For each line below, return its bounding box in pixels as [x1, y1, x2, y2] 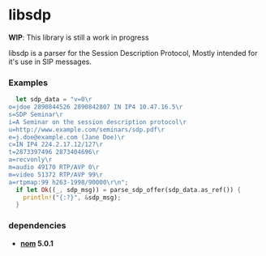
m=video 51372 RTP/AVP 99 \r [8, 170, 104, 179]
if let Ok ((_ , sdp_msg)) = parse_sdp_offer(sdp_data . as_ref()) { [15, 186, 242, 194]
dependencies [8, 220, 66, 232]
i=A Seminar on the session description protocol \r [8, 117, 187, 126]
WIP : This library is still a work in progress [8, 32, 149, 42]
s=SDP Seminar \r [8, 110, 63, 118]
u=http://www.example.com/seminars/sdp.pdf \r [8, 126, 165, 134]
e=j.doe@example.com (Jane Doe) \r [8, 133, 126, 141]
